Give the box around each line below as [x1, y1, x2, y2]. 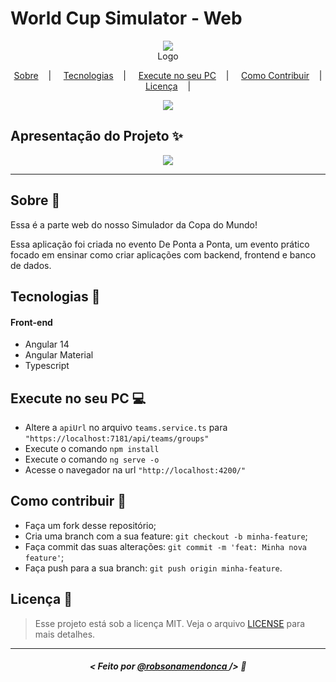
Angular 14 [24, 338, 70, 351]
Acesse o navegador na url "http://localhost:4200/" [24, 463, 247, 476]
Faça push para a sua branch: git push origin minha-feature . [24, 562, 283, 574]
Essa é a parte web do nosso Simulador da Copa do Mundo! [10, 218, 258, 231]
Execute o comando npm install [24, 442, 160, 454]
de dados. [10, 259, 52, 271]
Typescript [24, 360, 70, 372]
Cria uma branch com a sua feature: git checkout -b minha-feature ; [24, 530, 308, 542]
